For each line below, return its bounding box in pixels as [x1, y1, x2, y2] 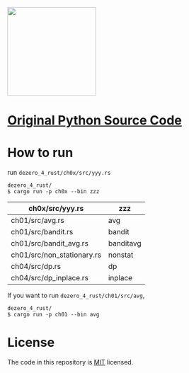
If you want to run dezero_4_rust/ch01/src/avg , [7, 291, 145, 300]
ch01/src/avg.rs [11, 216, 65, 226]
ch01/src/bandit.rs [11, 227, 74, 237]
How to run [7, 145, 74, 161]
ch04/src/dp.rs [11, 262, 62, 272]
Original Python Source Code [7, 113, 182, 129]
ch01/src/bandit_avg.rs [11, 239, 88, 248]
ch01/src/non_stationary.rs [11, 250, 101, 260]
